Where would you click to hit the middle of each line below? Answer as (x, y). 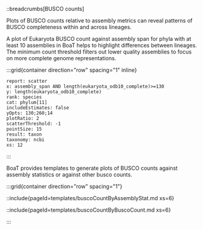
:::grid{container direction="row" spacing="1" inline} (72, 70)
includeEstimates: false (38, 108)
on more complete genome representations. (61, 58)
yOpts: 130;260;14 (29, 113)
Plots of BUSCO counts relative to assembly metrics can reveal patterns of (99, 20)
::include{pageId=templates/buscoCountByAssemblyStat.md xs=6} (90, 198)
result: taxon (24, 134)
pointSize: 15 (24, 129)
